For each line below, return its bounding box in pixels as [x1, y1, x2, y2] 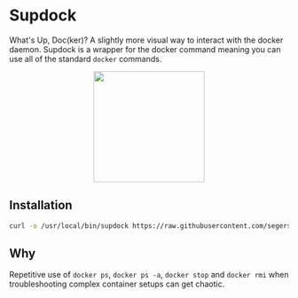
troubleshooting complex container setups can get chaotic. [9, 278, 225, 289]
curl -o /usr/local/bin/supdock [9, 221, 129, 231]
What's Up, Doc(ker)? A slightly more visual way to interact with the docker [9, 35, 284, 45]
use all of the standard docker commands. [9, 53, 162, 64]
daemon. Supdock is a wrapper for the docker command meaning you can [9, 43, 281, 54]
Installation [9, 198, 73, 213]
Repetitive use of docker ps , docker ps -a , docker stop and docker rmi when [9, 270, 289, 280]
